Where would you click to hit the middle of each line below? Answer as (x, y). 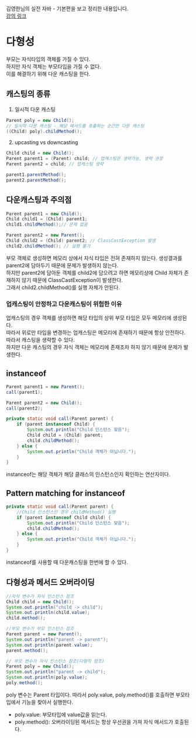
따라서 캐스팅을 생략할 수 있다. (40, 340)
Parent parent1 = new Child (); (44, 214)
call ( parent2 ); (25, 408)
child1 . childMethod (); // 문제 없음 (47, 225)
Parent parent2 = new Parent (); (45, 235)
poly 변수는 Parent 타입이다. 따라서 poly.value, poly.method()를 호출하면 (90, 695)
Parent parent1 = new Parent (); (45, 387)
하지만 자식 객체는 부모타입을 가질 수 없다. (54, 66)
